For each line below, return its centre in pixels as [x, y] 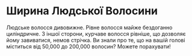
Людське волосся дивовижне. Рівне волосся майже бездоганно [89, 27]
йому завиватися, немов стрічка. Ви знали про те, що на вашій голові [96, 40]
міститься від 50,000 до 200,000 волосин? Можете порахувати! [89, 46]
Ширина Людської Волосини [82, 11]
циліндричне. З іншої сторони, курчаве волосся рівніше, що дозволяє [96, 33]
